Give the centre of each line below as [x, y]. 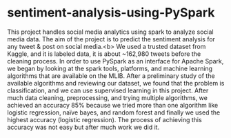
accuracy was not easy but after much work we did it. [83, 127]
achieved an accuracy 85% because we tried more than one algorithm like [113, 105]
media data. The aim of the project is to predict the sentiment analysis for [111, 39]
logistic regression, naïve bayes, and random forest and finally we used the [114, 112]
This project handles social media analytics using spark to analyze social [110, 32]
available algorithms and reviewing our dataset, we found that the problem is [116, 83]
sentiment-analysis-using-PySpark [111, 13]
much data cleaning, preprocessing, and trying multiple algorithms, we [108, 97]
